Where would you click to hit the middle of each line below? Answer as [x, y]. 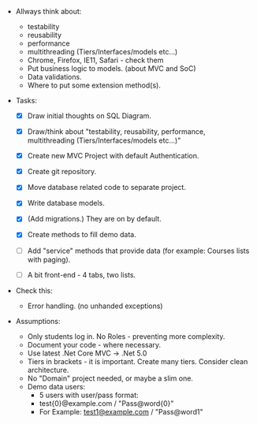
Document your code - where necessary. [94, 344]
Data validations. [54, 77]
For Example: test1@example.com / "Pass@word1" [121, 411]
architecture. [48, 370]
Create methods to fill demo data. [82, 235]
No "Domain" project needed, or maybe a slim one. [110, 378]
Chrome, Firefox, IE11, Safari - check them [95, 60]
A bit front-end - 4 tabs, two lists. [82, 274]
